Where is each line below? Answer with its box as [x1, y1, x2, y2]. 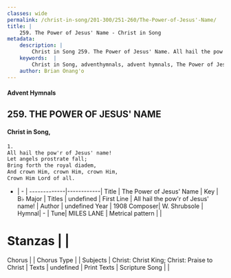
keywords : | [19, 55, 57, 62]
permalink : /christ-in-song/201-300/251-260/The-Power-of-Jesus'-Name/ [7, 16, 217, 23]
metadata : [7, 36, 36, 43]
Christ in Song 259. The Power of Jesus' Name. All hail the [32, 49, 211, 56]
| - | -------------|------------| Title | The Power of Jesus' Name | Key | [16, 187, 219, 196]
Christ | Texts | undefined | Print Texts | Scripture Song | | [7, 263, 170, 271]
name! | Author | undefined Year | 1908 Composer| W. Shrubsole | [16, 202, 204, 210]
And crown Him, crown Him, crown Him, [7, 169, 118, 176]
